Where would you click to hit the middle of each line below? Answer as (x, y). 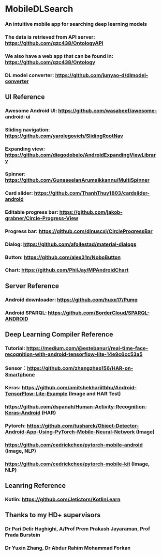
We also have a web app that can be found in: (59, 56)
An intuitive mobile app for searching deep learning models (76, 24)
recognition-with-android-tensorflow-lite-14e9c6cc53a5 (74, 354)
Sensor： (16, 368)
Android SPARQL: (26, 313)
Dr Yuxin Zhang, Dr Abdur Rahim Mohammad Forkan (68, 548)
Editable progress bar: (32, 212)
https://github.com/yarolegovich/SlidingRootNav (64, 136)
